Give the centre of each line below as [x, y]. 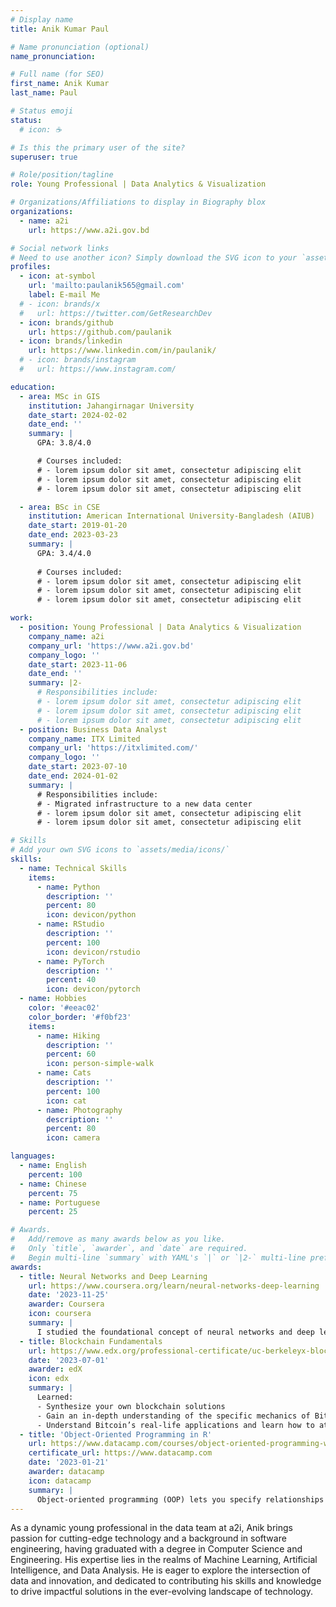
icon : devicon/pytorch [93, 989]
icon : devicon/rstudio [93, 952]
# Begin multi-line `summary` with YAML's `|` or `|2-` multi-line [158, 1257]
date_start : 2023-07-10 [78, 767]
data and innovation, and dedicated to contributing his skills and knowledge [166, 1581]
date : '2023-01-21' [69, 1462]
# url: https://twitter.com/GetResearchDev [116, 313]
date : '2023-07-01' [69, 1360]
